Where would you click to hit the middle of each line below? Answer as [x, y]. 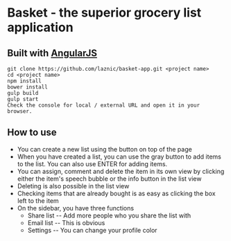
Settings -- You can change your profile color [92, 230]
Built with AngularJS [52, 53]
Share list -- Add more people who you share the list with [109, 215]
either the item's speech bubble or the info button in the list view [109, 179]
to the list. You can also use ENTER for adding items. [92, 163]
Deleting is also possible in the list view [73, 186]
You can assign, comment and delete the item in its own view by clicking [121, 171]
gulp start [23, 99]
